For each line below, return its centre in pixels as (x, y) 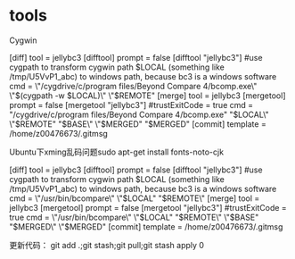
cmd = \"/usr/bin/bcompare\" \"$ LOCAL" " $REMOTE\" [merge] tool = (135, 198)
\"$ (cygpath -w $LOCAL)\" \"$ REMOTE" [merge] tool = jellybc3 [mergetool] (147, 96)
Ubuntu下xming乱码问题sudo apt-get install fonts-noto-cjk (117, 152)
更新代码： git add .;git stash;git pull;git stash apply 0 (107, 245)
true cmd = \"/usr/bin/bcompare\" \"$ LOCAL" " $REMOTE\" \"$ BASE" (134, 217)
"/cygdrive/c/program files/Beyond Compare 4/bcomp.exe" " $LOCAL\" (139, 114)
